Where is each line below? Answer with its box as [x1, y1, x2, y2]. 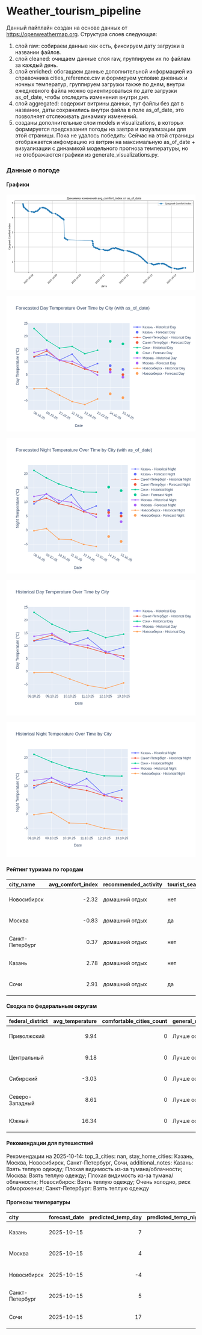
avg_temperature [53, 1018, 97, 1025]
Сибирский [8, 1075, 38, 1082]
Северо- [8, 1093, 32, 1100]
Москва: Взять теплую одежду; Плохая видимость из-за [6, 1172, 152, 1179]
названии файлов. [14, 48, 61, 55]
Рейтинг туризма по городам [6, 866, 84, 873]
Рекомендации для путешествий [6, 1139, 94, 1146]
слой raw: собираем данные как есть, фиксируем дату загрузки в [14, 42, 185, 49]
